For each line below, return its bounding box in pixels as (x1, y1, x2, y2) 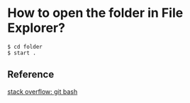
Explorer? (7, 20, 66, 36)
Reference (7, 68, 55, 80)
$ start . (7, 49, 37, 56)
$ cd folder (7, 43, 43, 50)
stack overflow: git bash (7, 87, 78, 96)
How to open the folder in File (7, 5, 184, 21)
